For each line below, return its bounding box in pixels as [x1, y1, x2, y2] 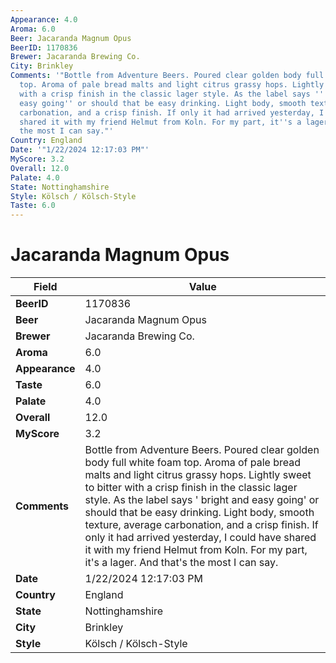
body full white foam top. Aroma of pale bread [84, 456, 302, 470]
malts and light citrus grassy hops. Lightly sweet [84, 468, 312, 482]
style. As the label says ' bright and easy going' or [84, 493, 320, 507]
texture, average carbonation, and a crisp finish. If [84, 518, 319, 532]
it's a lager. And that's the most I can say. [84, 556, 279, 570]
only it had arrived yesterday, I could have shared [84, 531, 317, 545]
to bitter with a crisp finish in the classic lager [84, 481, 298, 495]
